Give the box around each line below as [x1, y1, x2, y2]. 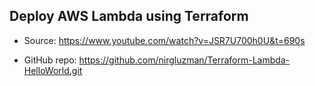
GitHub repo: [23, 54, 77, 66]
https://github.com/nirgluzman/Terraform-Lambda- [78, 54, 291, 66]
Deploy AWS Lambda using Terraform [9, 8, 249, 25]
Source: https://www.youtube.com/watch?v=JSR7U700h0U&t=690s [23, 34, 306, 46]
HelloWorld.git [23, 64, 83, 76]
